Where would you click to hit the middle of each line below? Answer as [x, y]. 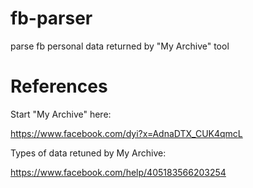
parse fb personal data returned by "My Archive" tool [120, 46]
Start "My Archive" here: [61, 114]
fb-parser [51, 18]
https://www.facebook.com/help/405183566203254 [118, 172]
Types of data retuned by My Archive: [88, 153]
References [59, 86]
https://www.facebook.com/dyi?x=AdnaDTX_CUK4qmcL [126, 133]
